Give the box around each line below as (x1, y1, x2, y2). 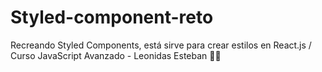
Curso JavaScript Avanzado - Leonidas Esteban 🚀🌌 (10, 49, 222, 61)
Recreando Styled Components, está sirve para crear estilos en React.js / (10, 39, 312, 51)
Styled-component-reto (10, 6, 214, 29)
